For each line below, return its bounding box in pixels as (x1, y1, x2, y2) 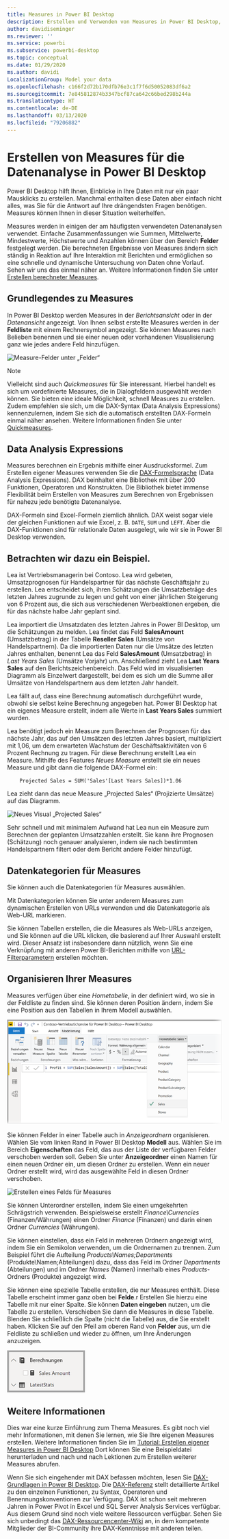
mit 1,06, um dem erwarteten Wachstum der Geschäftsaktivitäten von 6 (7, 741, 207, 750)
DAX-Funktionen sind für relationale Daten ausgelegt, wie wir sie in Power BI (7, 526, 222, 534)
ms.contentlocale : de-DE (7, 105, 78, 112)
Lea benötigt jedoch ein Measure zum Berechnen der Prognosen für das (7, 727, 211, 735)
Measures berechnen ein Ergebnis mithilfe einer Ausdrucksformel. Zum (7, 461, 208, 470)
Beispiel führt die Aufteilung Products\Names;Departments (7, 1250, 173, 1259)
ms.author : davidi (7, 68, 59, 75)
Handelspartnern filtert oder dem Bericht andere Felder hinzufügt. (7, 845, 193, 854)
